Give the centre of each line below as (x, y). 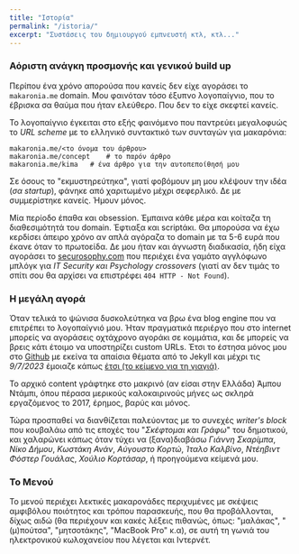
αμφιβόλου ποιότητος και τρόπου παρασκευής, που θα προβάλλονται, (141, 512)
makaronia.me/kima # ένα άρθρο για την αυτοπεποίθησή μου (125, 164)
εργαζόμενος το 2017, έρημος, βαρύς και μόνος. (100, 402)
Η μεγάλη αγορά (47, 299)
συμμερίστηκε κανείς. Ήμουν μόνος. (78, 200)
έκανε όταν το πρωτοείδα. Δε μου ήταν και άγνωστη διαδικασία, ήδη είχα (148, 246)
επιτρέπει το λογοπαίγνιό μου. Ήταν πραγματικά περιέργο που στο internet (150, 328)
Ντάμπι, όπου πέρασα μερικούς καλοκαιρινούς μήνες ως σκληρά (131, 392)
